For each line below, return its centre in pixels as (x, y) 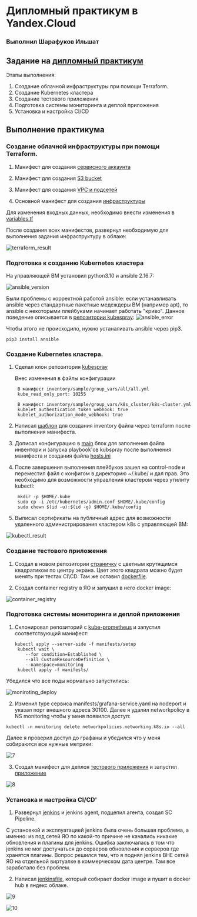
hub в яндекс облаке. (41, 885)
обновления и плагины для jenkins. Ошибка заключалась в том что (90, 843)
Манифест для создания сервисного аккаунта (73, 166)
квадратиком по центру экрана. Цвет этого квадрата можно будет (98, 570)
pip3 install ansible (33, 339)
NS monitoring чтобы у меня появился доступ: (72, 716)
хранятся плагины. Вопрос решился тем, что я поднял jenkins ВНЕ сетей (98, 855)
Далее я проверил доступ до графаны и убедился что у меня (83, 738)
